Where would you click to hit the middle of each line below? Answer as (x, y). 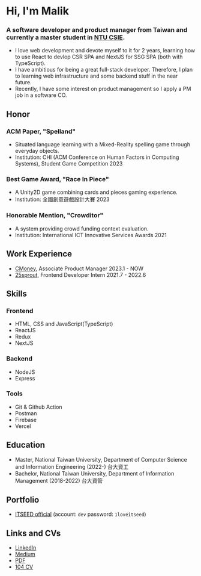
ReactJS (25, 330)
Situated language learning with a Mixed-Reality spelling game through (103, 144)
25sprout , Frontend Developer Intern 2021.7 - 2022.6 (80, 274)
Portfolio (23, 500)
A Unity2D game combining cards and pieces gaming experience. (96, 192)
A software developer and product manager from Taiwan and (97, 30)
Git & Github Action (38, 407)
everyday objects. (37, 151)
